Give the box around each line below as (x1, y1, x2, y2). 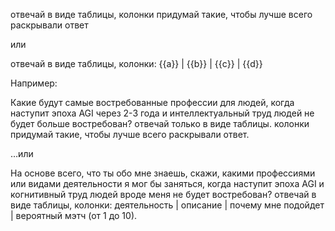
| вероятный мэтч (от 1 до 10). (10, 210, 138, 221)
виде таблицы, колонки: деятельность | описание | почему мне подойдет (10, 199, 325, 211)
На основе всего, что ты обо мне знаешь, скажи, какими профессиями (10, 167, 316, 179)
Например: (10, 77, 58, 89)
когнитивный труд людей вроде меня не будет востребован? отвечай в (10, 189, 317, 200)
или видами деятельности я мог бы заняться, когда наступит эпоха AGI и (10, 178, 325, 189)
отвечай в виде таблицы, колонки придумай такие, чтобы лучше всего (10, 9, 313, 20)
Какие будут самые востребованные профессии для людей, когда (10, 97, 295, 108)
